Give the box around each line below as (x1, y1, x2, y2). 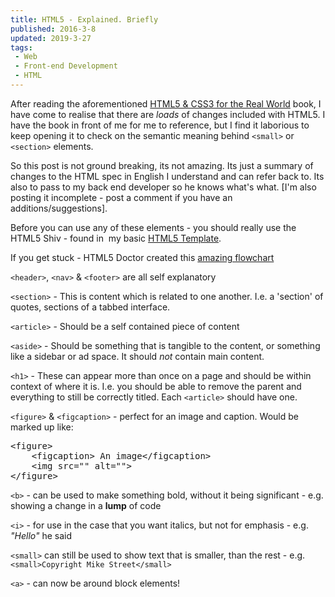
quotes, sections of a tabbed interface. (10, 301, 171, 313)
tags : (10, 42, 33, 53)
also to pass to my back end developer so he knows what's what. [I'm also (10, 181, 317, 193)
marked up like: (10, 421, 74, 433)
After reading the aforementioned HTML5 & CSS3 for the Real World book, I (10, 97, 322, 110)
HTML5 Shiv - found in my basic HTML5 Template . (10, 232, 222, 244)
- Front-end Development (14, 61, 118, 71)
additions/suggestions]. (10, 202, 108, 214)
